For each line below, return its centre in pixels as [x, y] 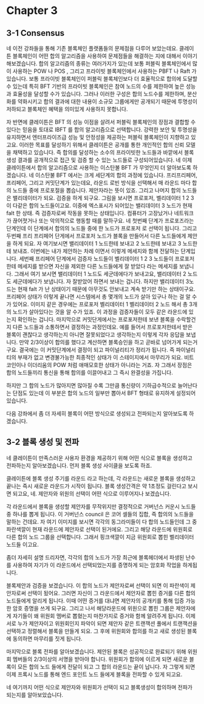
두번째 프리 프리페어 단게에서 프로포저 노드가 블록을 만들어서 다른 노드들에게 [96, 236]
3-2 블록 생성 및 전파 [43, 442]
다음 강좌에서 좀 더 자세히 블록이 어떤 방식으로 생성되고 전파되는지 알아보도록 [97, 413]
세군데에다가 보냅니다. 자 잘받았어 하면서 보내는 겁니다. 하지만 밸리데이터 [98, 281]
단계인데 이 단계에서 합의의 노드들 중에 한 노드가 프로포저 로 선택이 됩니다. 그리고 [102, 228]
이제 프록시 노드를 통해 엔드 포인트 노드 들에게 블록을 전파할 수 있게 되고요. [94, 674]
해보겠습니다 [21, 63]
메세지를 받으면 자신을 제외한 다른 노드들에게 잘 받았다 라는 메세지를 [97, 266]
